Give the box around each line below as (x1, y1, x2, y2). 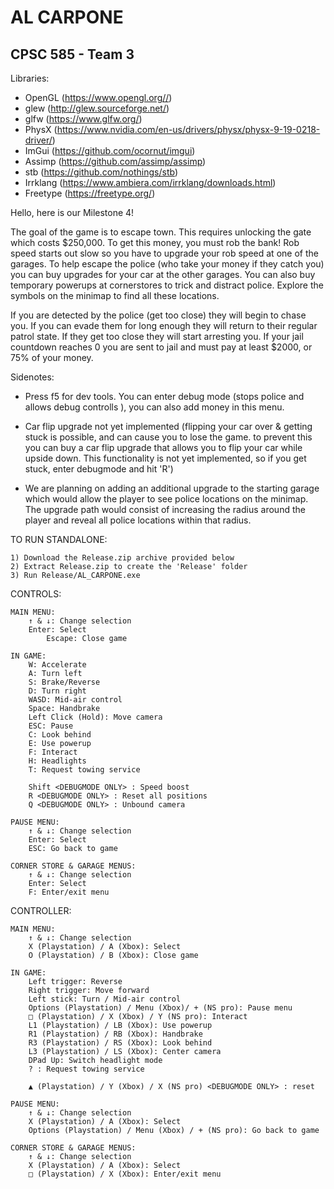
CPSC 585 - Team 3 (10, 46, 135, 63)
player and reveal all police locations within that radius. (24, 514, 252, 526)
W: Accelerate (28, 660, 87, 670)
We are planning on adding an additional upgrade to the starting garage (24, 482, 320, 494)
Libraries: (10, 72, 50, 84)
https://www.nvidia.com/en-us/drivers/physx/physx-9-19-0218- (56, 124, 321, 135)
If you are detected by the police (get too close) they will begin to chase (10, 309, 307, 321)
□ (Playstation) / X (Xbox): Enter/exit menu (28, 1169, 222, 1179)
